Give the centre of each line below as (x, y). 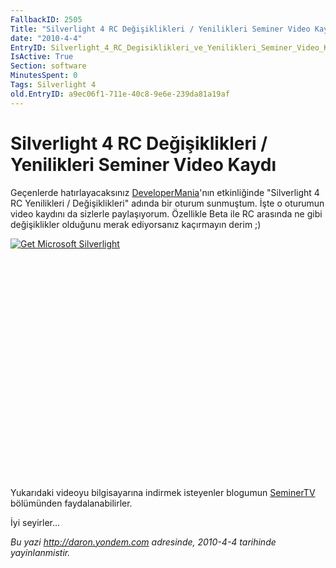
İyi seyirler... (35, 522)
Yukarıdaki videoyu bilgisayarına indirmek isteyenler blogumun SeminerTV (163, 492)
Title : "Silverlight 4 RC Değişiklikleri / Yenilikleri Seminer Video (160, 29)
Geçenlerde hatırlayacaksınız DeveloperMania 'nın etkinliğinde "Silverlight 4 (165, 192)
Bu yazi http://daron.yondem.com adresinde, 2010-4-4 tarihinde (143, 542)
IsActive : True (42, 57)
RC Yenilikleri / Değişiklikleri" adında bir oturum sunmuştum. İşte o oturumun (167, 203)
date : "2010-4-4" (46, 38)
